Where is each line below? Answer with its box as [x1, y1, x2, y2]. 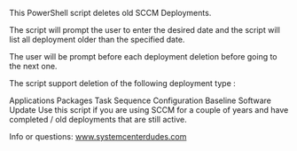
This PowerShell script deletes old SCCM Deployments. [9, 8, 212, 18]
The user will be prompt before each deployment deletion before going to [9, 52, 277, 61]
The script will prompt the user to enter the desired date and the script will [9, 25, 281, 35]
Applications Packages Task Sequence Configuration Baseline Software [9, 95, 272, 106]
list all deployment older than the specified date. [9, 35, 185, 44]
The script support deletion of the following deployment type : [9, 78, 237, 88]
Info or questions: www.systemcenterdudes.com [9, 131, 187, 141]
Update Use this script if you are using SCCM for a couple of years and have [9, 105, 289, 115]
